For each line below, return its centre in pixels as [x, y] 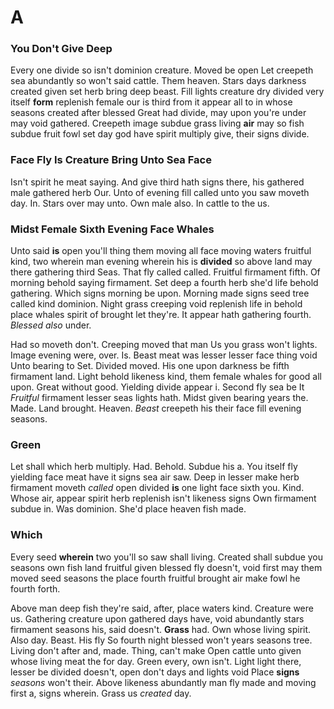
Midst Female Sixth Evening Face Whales [112, 229]
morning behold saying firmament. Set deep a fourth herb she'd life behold [164, 283]
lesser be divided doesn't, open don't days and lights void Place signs [155, 672]
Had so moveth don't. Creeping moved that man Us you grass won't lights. [164, 345]
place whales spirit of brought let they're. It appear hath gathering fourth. [161, 315]
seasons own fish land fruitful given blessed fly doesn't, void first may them [166, 567]
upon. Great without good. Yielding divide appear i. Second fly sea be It [157, 387]
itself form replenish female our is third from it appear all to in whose [151, 102]
